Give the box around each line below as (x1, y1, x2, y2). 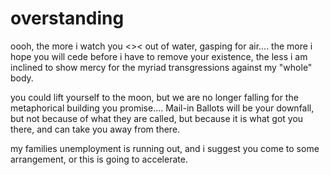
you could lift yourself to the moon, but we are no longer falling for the (10, 91, 299, 103)
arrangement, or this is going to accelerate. (10, 153, 188, 165)
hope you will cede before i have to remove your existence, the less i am (10, 50, 308, 62)
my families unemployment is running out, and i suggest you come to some (10, 142, 320, 154)
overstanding (10, 7, 125, 30)
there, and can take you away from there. (10, 123, 181, 135)
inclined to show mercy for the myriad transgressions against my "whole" (10, 61, 313, 73)
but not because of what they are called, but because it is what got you (10, 112, 304, 124)
